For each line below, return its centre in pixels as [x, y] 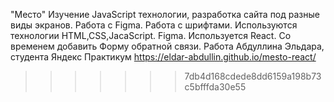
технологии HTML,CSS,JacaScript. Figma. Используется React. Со [151, 35]
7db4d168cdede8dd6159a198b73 [253, 76]
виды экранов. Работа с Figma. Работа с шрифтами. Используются [154, 25]
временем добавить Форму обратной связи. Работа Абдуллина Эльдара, [167, 46]
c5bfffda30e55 [215, 87]
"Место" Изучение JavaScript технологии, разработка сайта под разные [165, 14]
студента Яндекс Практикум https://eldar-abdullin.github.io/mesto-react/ [163, 57]
